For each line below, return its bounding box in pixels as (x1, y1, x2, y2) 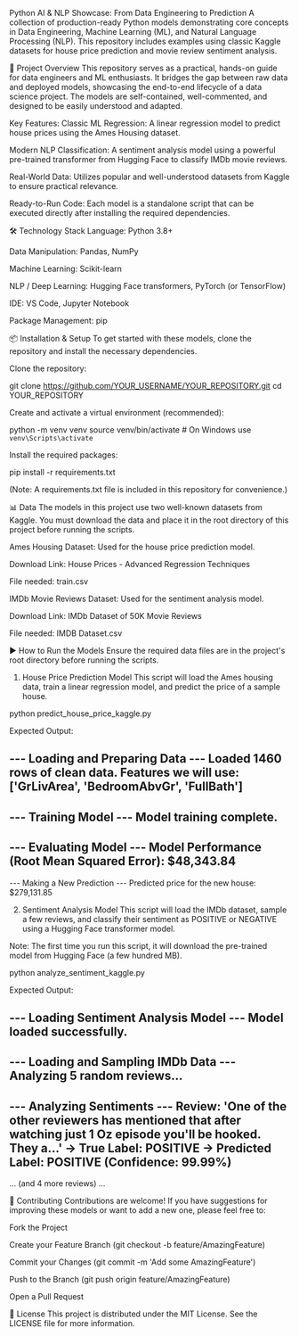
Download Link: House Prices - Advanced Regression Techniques (9, 559, 251, 569)
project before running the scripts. (9, 524, 135, 534)
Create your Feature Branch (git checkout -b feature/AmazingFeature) (9, 1240, 265, 1250)
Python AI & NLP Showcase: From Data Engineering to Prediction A (9, 8, 255, 18)
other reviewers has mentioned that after (9, 1112, 242, 1127)
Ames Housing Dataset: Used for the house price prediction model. (9, 541, 255, 552)
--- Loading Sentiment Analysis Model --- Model (9, 1010, 284, 1025)
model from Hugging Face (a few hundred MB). (9, 950, 182, 961)
